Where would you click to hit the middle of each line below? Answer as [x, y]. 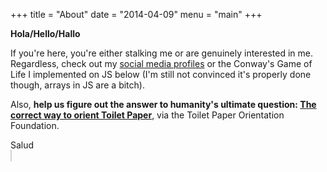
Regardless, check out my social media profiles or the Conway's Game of [161, 63]
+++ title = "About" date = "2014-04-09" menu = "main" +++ [136, 14]
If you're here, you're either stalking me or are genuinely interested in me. [162, 53]
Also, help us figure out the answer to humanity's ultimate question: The [163, 104]
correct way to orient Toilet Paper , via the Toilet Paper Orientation [147, 115]
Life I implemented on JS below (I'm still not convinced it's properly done [161, 74]
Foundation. [35, 125]
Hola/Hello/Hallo [45, 33]
